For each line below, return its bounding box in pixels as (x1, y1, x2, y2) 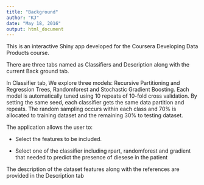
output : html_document (6, 26, 64, 32)
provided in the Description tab (6, 172, 84, 180)
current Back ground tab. (6, 68, 69, 75)
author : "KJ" (6, 15, 40, 21)
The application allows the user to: (6, 123, 93, 131)
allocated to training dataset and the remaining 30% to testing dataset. (6, 112, 184, 119)
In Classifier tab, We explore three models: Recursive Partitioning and (6, 79, 180, 87)
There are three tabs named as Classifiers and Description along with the (6, 61, 190, 68)
